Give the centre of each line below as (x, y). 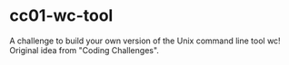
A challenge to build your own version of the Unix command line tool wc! (145, 41)
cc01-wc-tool (61, 16)
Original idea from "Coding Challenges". (84, 50)
